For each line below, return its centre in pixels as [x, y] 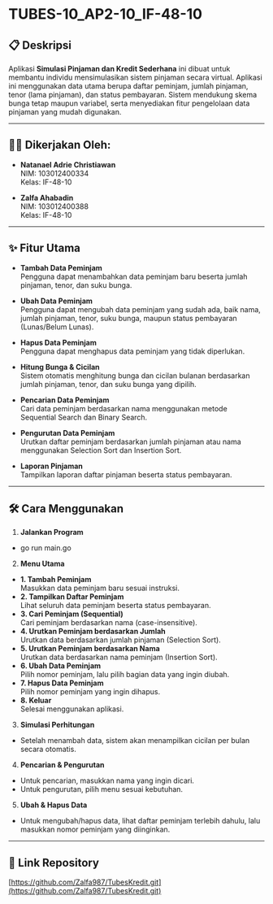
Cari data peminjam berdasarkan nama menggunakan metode [123, 408]
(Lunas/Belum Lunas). [57, 327]
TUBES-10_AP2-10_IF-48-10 [106, 14]
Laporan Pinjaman [52, 466]
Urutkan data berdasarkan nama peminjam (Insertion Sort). [119, 657]
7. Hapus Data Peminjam [62, 683]
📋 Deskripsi [40, 45]
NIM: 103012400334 [54, 173]
